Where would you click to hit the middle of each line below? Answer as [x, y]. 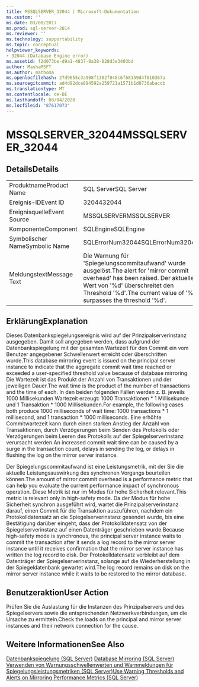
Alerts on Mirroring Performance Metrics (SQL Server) [72, 678]
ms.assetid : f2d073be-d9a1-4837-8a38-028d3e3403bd [70, 61]
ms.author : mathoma [30, 72]
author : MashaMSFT [29, 67]
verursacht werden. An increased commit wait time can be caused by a [92, 443]
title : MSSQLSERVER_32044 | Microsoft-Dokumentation [73, 12]
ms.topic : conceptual [33, 45]
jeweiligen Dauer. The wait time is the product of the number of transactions [98, 386]
